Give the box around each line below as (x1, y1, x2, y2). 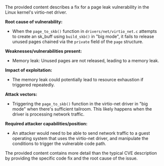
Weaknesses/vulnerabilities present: (5, 48, 82, 54)
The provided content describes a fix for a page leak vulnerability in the (5, 4, 149, 10)
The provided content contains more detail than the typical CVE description (5, 150, 157, 156)
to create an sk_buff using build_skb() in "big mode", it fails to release (12, 34, 154, 39)
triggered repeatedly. (12, 82, 55, 88)
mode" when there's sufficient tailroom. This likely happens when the (12, 106, 152, 112)
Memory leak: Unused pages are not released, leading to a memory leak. (12, 58, 159, 63)
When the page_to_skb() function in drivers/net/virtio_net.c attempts (12, 28, 157, 34)
